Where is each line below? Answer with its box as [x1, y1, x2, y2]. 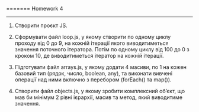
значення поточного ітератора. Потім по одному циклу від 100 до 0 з [14, 46, 190, 52]
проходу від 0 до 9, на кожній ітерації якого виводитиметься [14, 39, 169, 47]
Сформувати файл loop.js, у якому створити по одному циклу [14, 34, 171, 40]
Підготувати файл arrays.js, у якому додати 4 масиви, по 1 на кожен [14, 64, 187, 70]
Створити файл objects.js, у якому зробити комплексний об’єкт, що [14, 88, 185, 94]
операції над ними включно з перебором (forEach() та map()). [14, 76, 172, 83]
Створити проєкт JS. [14, 22, 68, 29]
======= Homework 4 [6, 5, 63, 12]
